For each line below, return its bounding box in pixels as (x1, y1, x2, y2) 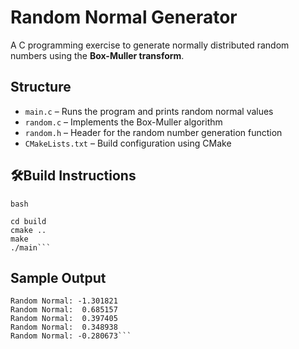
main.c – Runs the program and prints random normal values (24, 105, 274, 117)
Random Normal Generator (10, 6, 238, 29)
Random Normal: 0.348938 (10, 322, 118, 333)
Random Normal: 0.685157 (10, 305, 118, 315)
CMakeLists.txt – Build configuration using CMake (24, 137, 232, 149)
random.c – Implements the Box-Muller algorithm (24, 116, 223, 128)
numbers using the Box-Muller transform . (10, 49, 185, 61)
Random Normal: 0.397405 (10, 314, 118, 324)
